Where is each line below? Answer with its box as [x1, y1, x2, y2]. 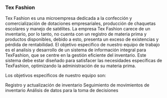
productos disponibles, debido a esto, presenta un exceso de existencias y [5, 36, 159, 42]
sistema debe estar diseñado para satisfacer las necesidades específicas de [5, 58, 163, 64]
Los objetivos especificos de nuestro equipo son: [5, 73, 106, 79]
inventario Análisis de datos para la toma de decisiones [5, 88, 119, 94]
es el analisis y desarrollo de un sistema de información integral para [5, 47, 146, 53]
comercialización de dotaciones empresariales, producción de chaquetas [5, 20, 156, 26]
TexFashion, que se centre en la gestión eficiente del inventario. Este [5, 52, 147, 58]
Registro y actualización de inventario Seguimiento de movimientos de [5, 82, 150, 88]
